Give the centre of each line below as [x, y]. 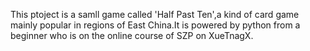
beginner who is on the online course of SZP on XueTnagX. [132, 35]
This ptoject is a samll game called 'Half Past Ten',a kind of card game [155, 14]
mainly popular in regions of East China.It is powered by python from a [155, 25]
